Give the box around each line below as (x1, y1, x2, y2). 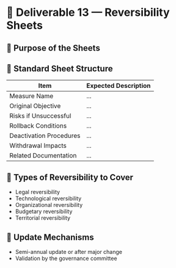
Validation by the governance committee (15, 255, 117, 262)
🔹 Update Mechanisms (6, 232, 94, 242)
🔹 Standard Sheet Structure (6, 63, 113, 74)
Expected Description (86, 82, 151, 90)
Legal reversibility (15, 189, 60, 196)
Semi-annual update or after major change (15, 248, 122, 256)
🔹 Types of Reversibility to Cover (6, 172, 133, 183)
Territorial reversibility (15, 214, 71, 222)
